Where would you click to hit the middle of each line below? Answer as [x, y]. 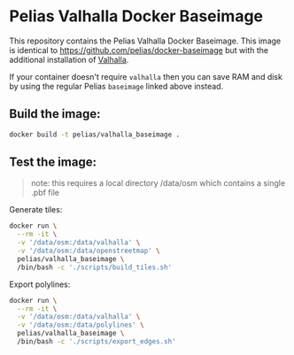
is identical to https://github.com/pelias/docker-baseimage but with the [139, 50]
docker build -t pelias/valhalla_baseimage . [94, 135]
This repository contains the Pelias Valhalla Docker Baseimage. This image [145, 41]
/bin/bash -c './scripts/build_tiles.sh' [95, 267]
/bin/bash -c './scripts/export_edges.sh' [97, 342]
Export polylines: [40, 284]
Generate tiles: [36, 210]
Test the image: [53, 162]
